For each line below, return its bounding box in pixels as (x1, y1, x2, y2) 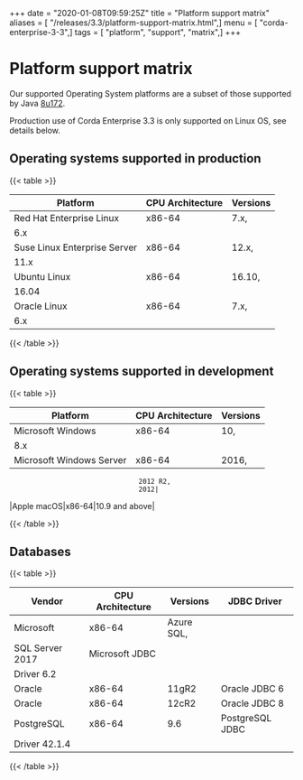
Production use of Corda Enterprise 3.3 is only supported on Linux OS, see (9, 115, 287, 125)
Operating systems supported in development (9, 364, 274, 379)
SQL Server (14, 642, 63, 655)
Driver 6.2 (14, 668, 57, 681)
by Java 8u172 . (9, 97, 66, 108)
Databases (9, 543, 72, 559)
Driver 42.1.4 (14, 738, 71, 750)
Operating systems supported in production (9, 151, 262, 166)
